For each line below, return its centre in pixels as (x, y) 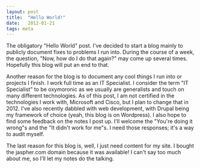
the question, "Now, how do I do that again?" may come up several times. (97, 58)
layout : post (23, 12)
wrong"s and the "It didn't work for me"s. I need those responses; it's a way (100, 128)
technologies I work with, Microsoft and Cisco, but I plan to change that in (98, 102)
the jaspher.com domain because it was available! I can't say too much (94, 152)
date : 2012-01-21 (31, 23)
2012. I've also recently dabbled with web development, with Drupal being (98, 108)
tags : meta (20, 29)
